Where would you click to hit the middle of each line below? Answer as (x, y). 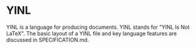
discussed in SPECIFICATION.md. (48, 40)
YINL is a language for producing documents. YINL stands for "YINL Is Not (98, 27)
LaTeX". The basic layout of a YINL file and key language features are (92, 33)
